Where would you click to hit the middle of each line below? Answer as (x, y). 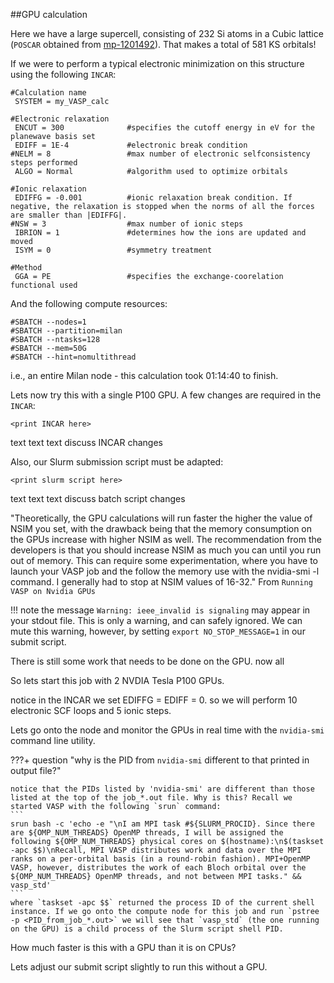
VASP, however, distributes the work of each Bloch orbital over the (158, 868)
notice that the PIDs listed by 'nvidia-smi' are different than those (162, 789)
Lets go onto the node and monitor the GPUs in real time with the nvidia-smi (167, 730)
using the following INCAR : (63, 74)
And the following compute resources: (89, 303)
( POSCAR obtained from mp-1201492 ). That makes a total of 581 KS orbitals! (163, 44)
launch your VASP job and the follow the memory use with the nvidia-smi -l (165, 571)
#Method (26, 268)
